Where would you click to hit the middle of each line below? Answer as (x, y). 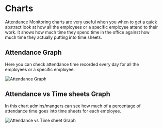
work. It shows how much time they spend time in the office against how (77, 32)
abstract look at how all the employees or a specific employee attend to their (81, 27)
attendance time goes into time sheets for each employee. (63, 111)
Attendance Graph (33, 53)
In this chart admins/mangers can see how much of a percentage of (73, 106)
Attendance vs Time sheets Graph (58, 94)
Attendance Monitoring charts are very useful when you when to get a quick (81, 22)
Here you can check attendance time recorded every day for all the (72, 64)
